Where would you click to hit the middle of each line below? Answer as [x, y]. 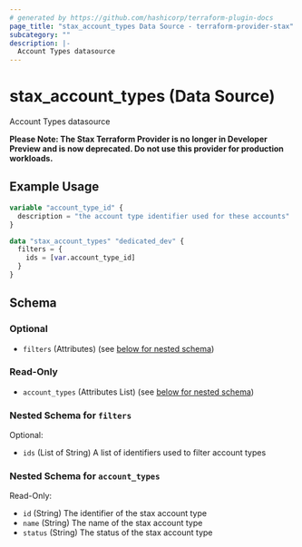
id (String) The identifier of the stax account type [114, 513]
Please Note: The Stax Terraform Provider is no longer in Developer [138, 139]
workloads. [31, 159]
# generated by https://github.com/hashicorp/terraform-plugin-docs [141, 18]
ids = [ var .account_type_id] [81, 258]
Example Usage [54, 187]
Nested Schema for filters [71, 415]
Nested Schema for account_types [85, 476]
